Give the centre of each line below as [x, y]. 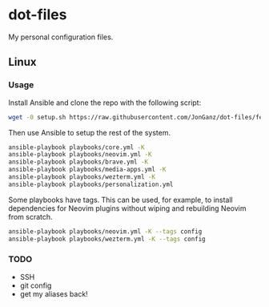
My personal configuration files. [61, 37]
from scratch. [31, 216]
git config [36, 285]
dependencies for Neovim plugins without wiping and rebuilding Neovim [127, 208]
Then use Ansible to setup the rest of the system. [90, 132]
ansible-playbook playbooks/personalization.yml [91, 184]
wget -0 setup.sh [37, 117]
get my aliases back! [54, 293]
